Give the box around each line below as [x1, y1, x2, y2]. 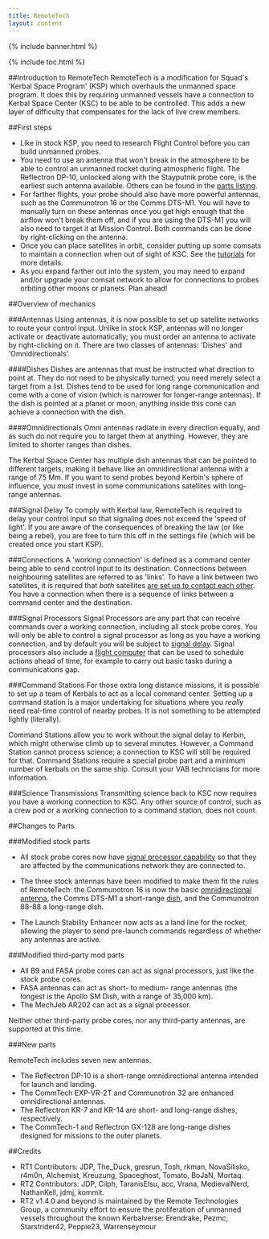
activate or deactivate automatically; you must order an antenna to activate [8, 331, 256, 341]
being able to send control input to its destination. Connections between [8, 563, 247, 573]
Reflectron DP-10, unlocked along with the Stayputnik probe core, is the [19, 172, 257, 182]
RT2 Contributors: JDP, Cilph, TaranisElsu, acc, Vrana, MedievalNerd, [19, 1179, 250, 1188]
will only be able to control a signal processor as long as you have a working [8, 630, 261, 640]
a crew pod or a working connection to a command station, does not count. [8, 805, 258, 815]
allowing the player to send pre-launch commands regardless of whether [19, 926, 262, 936]
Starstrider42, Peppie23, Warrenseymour [19, 1221, 157, 1231]
